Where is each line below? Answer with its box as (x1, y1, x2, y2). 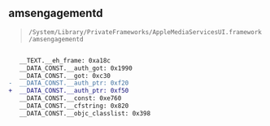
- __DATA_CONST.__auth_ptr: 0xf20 (8, 79, 129, 88)
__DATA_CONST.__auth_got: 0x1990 (19, 64, 133, 72)
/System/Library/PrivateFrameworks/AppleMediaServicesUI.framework (28, 28, 262, 36)
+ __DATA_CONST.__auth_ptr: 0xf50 (8, 87, 129, 95)
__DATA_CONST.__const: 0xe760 (19, 94, 122, 102)
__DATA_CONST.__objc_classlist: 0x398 (19, 109, 151, 117)
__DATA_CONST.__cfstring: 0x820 (19, 102, 129, 111)
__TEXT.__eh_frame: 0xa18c (19, 56, 111, 64)
